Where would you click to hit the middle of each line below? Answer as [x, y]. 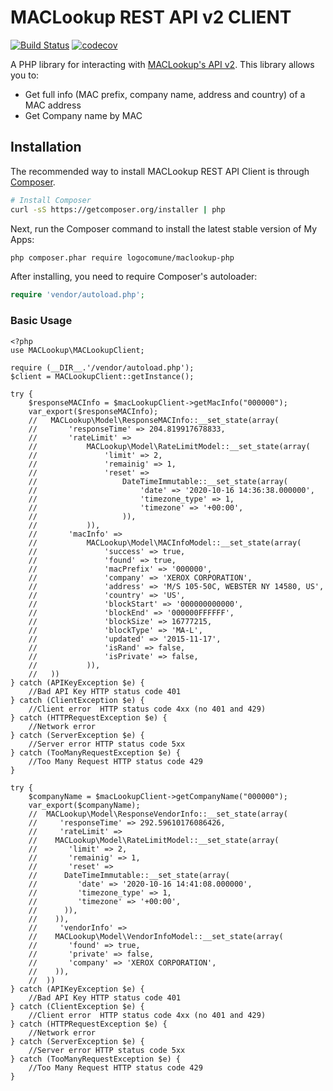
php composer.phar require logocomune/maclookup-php [122, 257]
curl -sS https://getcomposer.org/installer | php [118, 209]
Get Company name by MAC [83, 115]
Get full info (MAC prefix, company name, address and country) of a [165, 94]
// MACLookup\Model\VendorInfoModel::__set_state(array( [156, 936]
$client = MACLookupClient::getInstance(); [102, 376]
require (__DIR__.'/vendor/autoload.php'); [102, 367]
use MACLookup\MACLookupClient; [77, 350]
